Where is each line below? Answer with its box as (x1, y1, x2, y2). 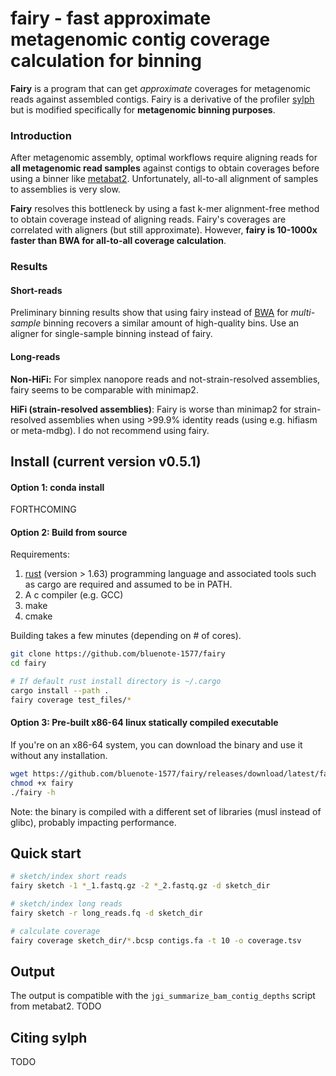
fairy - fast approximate (10, 7, 212, 30)
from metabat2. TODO (10, 1000, 102, 1012)
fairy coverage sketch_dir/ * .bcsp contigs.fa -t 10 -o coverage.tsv (10, 935, 302, 946)
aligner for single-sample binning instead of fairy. (10, 328, 213, 340)
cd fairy (10, 658, 47, 669)
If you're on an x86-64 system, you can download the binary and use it (10, 738, 303, 751)
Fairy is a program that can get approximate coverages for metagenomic (10, 82, 312, 94)
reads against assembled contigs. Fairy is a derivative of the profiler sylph (10, 93, 315, 105)
